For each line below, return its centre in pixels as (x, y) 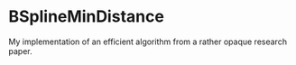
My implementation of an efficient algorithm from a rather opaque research (148, 42)
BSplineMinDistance (86, 17)
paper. (20, 51)
